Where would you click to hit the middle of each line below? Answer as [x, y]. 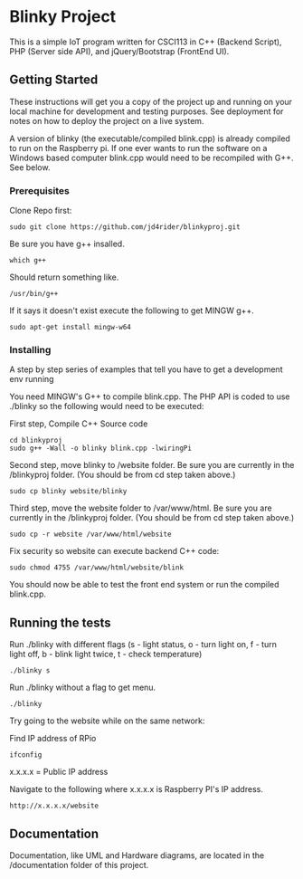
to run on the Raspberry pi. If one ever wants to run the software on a [138, 148]
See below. [30, 167]
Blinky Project [63, 17]
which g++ [28, 261]
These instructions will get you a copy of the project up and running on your [151, 101]
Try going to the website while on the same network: [107, 721]
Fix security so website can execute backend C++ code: [114, 551]
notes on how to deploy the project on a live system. [107, 120]
